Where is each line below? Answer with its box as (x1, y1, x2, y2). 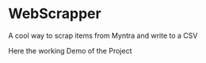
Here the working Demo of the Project (8, 46, 132, 55)
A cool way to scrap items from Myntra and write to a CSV (8, 31, 198, 40)
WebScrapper (8, 5, 101, 23)
